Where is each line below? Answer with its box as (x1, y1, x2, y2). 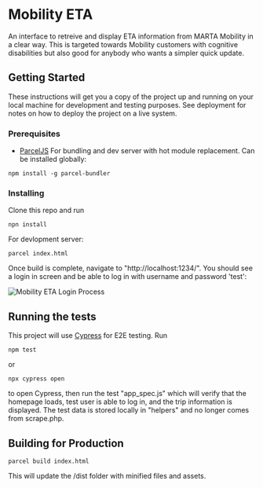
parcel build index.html (8, 457, 89, 465)
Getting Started (8, 71, 86, 84)
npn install (8, 221, 47, 229)
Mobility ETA (8, 6, 93, 24)
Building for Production (8, 436, 124, 449)
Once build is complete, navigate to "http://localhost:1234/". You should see (8, 263, 254, 273)
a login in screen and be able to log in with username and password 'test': (8, 272, 247, 281)
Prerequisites (8, 128, 60, 139)
